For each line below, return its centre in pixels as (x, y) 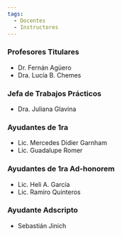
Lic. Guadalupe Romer (50, 151)
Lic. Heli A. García (44, 184)
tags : (15, 14)
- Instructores (36, 27)
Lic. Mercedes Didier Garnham (62, 143)
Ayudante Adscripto (43, 210)
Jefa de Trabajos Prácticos (54, 93)
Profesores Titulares (43, 52)
